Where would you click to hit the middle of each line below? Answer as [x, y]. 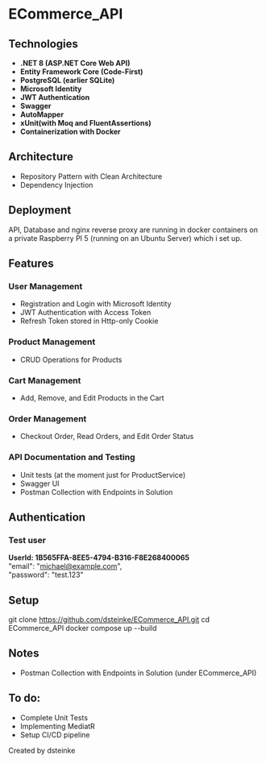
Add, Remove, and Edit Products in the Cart [92, 398]
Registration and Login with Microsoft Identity [96, 304]
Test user [27, 540]
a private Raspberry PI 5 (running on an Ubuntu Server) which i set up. [125, 238]
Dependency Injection [56, 185]
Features [31, 264]
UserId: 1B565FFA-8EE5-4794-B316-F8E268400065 [99, 558]
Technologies [44, 44]
